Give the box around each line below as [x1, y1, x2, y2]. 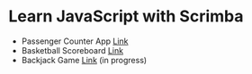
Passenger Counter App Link [21, 36, 129, 46]
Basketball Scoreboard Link [21, 45, 123, 55]
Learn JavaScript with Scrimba [8, 6, 244, 27]
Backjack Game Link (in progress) [21, 54, 148, 65]
